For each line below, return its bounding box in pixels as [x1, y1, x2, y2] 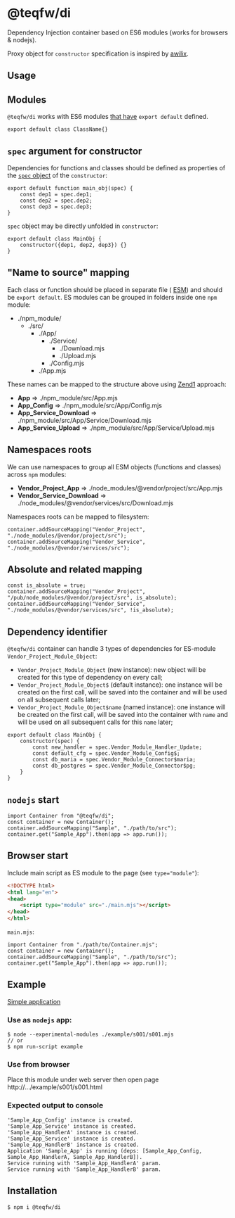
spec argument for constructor [7, 145, 142, 157]
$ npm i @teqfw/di [7, 1203, 61, 1211]
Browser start [7, 850, 69, 862]
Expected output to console [7, 1100, 104, 1110]
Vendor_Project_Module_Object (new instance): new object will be [17, 666, 206, 674]
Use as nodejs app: [7, 1015, 72, 1024]
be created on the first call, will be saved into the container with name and [17, 711, 228, 719]
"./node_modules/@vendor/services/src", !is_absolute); [7, 607, 174, 614]
